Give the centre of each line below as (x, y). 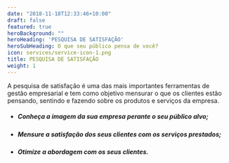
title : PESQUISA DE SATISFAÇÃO (53, 59)
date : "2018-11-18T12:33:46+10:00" (59, 14)
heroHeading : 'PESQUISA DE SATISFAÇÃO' (66, 40)
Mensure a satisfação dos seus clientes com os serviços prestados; (119, 134)
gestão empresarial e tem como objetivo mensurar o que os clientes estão (115, 93)
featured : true (30, 27)
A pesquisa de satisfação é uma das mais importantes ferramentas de (109, 85)
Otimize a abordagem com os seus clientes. (83, 152)
